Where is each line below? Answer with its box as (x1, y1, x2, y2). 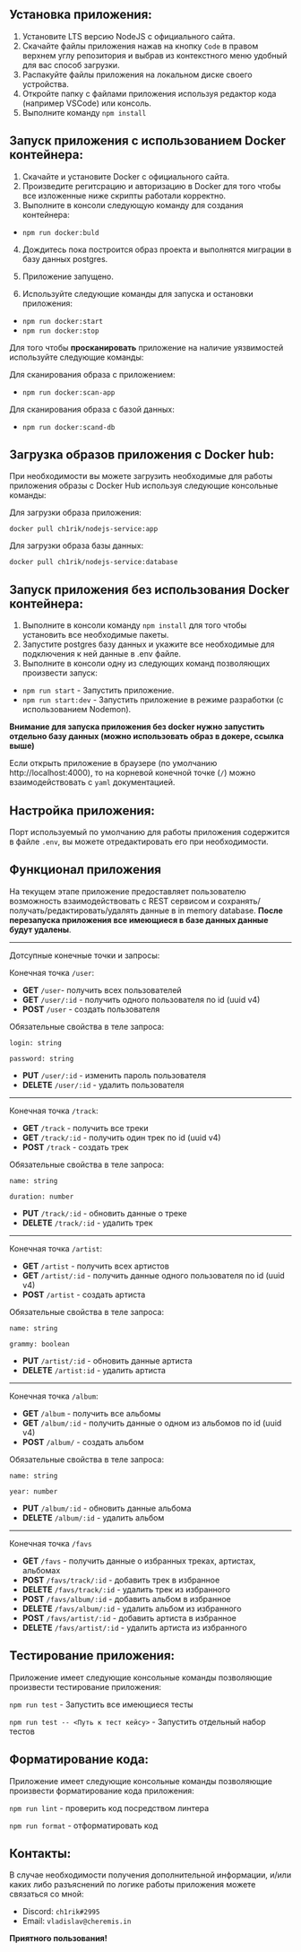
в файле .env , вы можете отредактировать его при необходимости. (9, 836, 269, 847)
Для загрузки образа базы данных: (9, 540, 144, 551)
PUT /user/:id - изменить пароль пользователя (21, 1069, 207, 1080)
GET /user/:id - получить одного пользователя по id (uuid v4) (21, 994, 261, 1005)
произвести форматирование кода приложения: (9, 1785, 194, 1796)
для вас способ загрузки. (21, 59, 120, 70)
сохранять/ (218, 895, 262, 906)
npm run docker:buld (21, 228, 99, 237)
